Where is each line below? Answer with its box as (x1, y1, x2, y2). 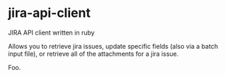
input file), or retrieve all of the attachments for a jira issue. (8, 49, 179, 58)
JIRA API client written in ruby (8, 28, 95, 37)
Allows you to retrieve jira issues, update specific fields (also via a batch (8, 42, 219, 50)
